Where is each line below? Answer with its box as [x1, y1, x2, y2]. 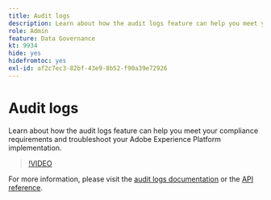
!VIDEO [27, 158, 52, 168]
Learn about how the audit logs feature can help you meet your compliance [8, 126, 259, 135]
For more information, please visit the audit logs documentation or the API [8, 174, 254, 184]
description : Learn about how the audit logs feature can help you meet [8, 19, 258, 27]
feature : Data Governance [8, 34, 95, 43]
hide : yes [8, 49, 42, 57]
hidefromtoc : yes [8, 57, 67, 65]
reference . [8, 182, 43, 192]
